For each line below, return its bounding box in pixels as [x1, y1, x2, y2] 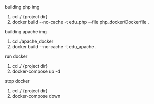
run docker [5, 53, 28, 59]
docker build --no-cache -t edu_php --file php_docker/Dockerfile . [12, 19, 149, 25]
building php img [5, 4, 40, 10]
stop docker [5, 78, 30, 84]
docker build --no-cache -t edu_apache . [12, 44, 97, 49]
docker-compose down [12, 93, 61, 99]
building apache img [5, 29, 47, 34]
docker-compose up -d [12, 68, 61, 74]
